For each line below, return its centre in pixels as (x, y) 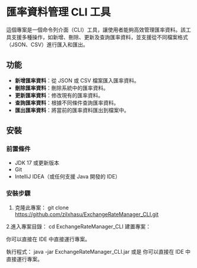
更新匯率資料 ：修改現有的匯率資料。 (59, 95)
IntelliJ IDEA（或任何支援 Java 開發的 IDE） (67, 177)
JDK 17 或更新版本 (37, 163)
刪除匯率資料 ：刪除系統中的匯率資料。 (61, 88)
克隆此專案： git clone (42, 208)
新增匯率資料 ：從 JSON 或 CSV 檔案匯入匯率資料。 (77, 80)
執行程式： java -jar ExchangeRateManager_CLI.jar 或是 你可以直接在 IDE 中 (99, 251)
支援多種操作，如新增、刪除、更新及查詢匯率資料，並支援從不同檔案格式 (99, 37)
